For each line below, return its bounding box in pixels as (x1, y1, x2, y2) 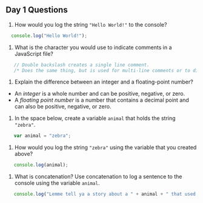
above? (14, 150, 33, 158)
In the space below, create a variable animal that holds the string (14, 115, 176, 122)
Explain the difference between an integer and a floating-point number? (14, 78, 193, 85)
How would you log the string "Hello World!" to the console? (14, 21, 167, 28)
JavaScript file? (14, 50, 54, 57)
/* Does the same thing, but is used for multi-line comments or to (13, 67, 190, 73)
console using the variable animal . (14, 179, 100, 187)
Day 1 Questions (5, 5, 68, 15)
